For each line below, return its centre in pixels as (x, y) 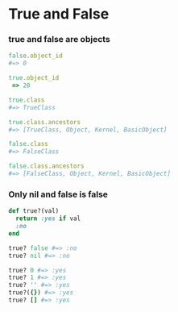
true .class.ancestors (45, 122)
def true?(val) (34, 211)
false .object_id (35, 56)
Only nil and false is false (58, 194)
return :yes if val (48, 218)
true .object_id (34, 78)
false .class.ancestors (46, 166)
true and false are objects (59, 40)
